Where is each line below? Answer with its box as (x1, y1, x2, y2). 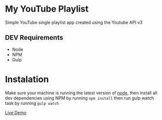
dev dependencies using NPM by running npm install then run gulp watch (5, 95, 154, 101)
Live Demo (5, 109, 27, 115)
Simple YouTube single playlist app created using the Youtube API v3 (5, 19, 143, 25)
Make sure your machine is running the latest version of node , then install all (5, 90, 158, 96)
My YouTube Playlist (5, 3, 89, 15)
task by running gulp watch (5, 100, 59, 106)
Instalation (5, 74, 49, 85)
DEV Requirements (5, 34, 64, 42)
